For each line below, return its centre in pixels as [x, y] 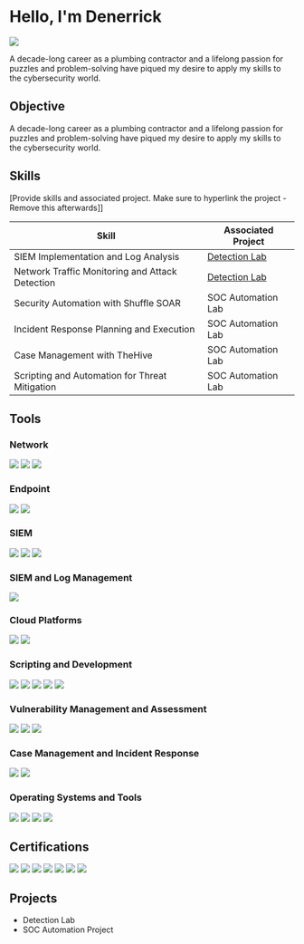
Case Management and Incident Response [104, 753]
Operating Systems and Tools [76, 797]
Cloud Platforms [46, 621]
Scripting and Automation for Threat [90, 375]
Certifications [49, 848]
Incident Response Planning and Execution [104, 329]
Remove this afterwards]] [57, 207]
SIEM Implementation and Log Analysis [97, 256]
